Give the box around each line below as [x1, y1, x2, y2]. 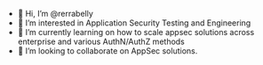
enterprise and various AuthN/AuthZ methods [17, 36, 185, 47]
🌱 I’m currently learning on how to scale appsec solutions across [17, 27, 255, 37]
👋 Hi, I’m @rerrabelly [17, 9, 93, 18]
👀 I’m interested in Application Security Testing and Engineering [17, 18, 251, 28]
